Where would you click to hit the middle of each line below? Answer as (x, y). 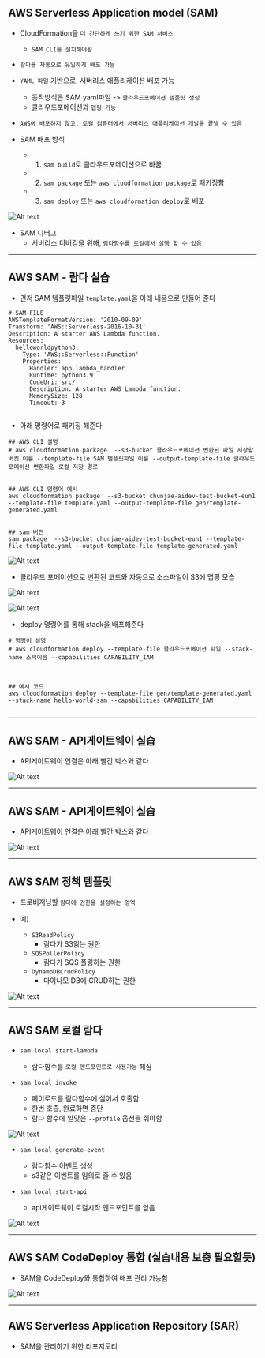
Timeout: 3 (47, 403)
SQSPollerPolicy (58, 954)
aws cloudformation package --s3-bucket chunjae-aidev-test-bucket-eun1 (132, 496)
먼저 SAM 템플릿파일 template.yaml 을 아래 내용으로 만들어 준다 (118, 298)
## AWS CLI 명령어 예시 (43, 489)
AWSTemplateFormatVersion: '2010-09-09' (76, 320)
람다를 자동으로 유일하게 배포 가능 (67, 65)
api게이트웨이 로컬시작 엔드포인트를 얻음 (93, 1207)
